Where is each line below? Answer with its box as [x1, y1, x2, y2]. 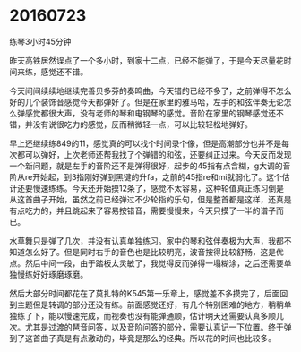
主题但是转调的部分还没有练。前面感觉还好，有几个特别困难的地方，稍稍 [16, 299, 284, 310]
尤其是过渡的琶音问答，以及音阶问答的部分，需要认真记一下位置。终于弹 [24, 322, 292, 332]
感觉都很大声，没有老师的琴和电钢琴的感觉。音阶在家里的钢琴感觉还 [24, 107, 276, 118]
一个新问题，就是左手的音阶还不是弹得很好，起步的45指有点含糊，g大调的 [9, 160, 283, 171]
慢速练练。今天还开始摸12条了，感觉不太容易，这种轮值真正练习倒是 [32, 183, 285, 193]
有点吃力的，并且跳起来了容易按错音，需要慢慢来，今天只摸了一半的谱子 [9, 205, 276, 216]
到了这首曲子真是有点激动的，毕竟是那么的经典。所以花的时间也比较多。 [9, 332, 276, 343]
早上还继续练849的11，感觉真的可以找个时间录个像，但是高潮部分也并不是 [9, 138, 282, 149]
